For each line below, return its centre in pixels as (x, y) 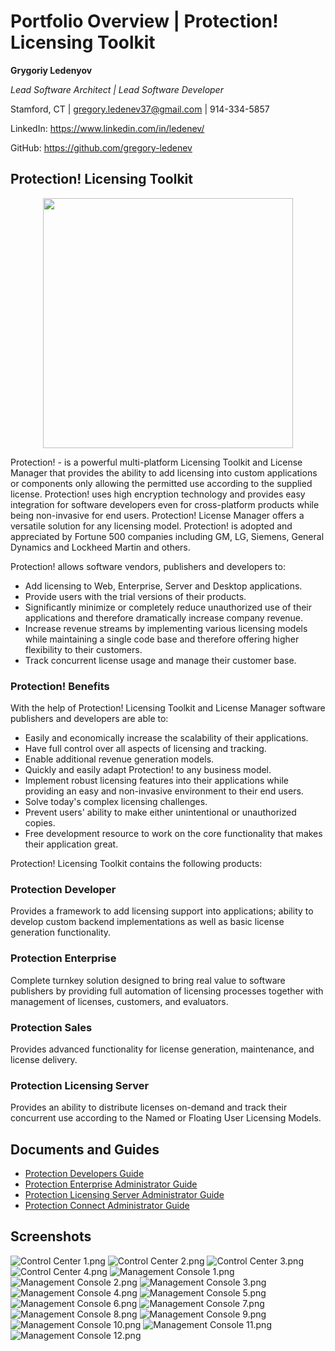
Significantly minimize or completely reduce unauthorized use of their (168, 607)
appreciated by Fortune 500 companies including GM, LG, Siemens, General (167, 536)
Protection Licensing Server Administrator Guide (124, 1195)
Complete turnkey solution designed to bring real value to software (148, 980)
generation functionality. (61, 932)
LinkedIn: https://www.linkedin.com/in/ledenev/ (107, 128)
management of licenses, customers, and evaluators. (119, 1001)
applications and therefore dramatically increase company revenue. (164, 617)
